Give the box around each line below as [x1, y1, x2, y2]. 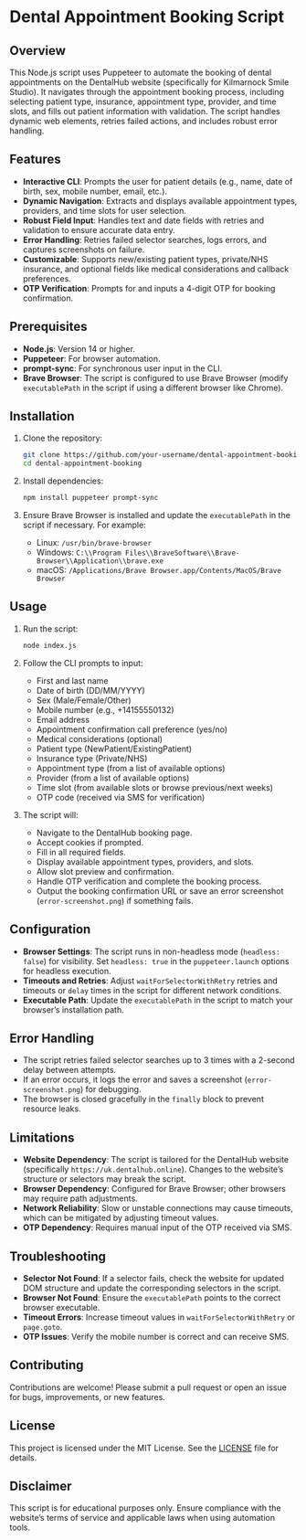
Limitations [9, 1130, 75, 1145]
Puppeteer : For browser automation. [22, 353, 161, 364]
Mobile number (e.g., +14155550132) [36, 704, 175, 715]
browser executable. [22, 1302, 100, 1312]
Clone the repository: [22, 432, 103, 444]
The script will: [22, 809, 79, 820]
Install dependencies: [22, 475, 104, 486]
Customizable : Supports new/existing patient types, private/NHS [22, 253, 269, 264]
